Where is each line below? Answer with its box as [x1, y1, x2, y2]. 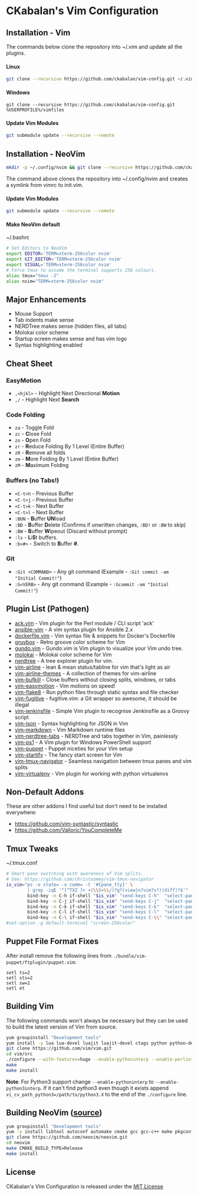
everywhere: [6, 809, 37, 816]
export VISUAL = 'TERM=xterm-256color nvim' [6, 261, 112, 268]
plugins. [6, 50, 25, 57]
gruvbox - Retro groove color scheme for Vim [14, 638, 126, 645]
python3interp [6, 1085, 41, 1092]
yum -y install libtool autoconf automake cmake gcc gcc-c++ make [6, 1129, 173, 1135]
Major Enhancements [6, 294, 87, 304]
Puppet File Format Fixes [6, 937, 99, 947]
